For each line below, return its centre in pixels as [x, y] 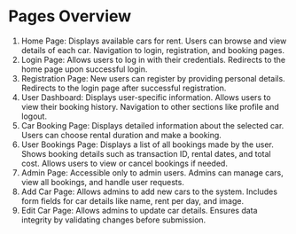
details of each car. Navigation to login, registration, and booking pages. [153, 50]
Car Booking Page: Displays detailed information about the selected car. [152, 125]
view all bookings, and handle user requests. [103, 182]
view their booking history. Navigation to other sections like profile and [150, 106]
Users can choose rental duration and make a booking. [121, 135]
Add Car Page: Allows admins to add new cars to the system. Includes [149, 191]
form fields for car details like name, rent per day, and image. [132, 200]
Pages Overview [70, 16]
